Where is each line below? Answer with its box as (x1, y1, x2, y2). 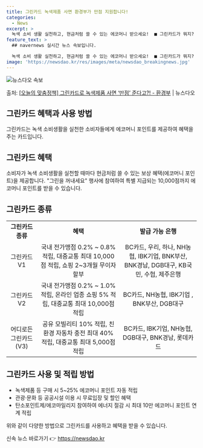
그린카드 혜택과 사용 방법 (6, 109, 92, 119)
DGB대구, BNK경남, (123, 333, 176, 342)
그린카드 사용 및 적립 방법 (6, 369, 95, 380)
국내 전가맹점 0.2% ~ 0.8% (40, 243, 116, 251)
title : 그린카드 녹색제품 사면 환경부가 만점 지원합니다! (6, 8, 129, 15)
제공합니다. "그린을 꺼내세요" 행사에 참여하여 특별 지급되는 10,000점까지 (19, 177, 190, 185)
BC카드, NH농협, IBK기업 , (123, 291, 193, 299)
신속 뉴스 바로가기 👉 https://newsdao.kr (6, 435, 105, 442)
